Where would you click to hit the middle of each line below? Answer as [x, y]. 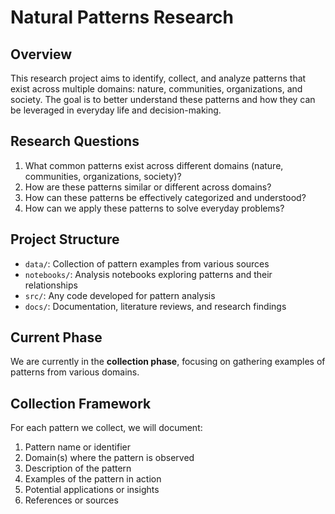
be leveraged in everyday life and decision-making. [116, 110]
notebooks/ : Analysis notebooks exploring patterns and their [148, 274]
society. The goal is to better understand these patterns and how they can [163, 99]
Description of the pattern [78, 468]
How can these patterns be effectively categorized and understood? [165, 197]
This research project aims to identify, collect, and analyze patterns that [158, 78]
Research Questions [75, 141]
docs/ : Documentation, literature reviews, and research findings [155, 306]
